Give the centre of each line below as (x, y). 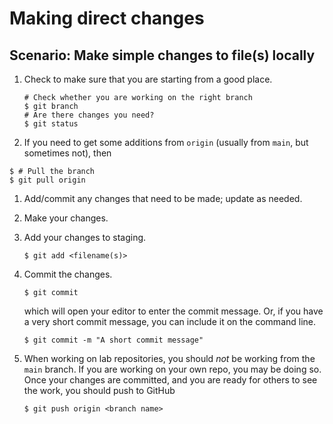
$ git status (51, 124)
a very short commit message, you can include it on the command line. (170, 321)
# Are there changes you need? (89, 115)
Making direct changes (107, 18)
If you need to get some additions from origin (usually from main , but (166, 142)
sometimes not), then (67, 153)
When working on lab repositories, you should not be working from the (169, 358)
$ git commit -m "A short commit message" (113, 340)
